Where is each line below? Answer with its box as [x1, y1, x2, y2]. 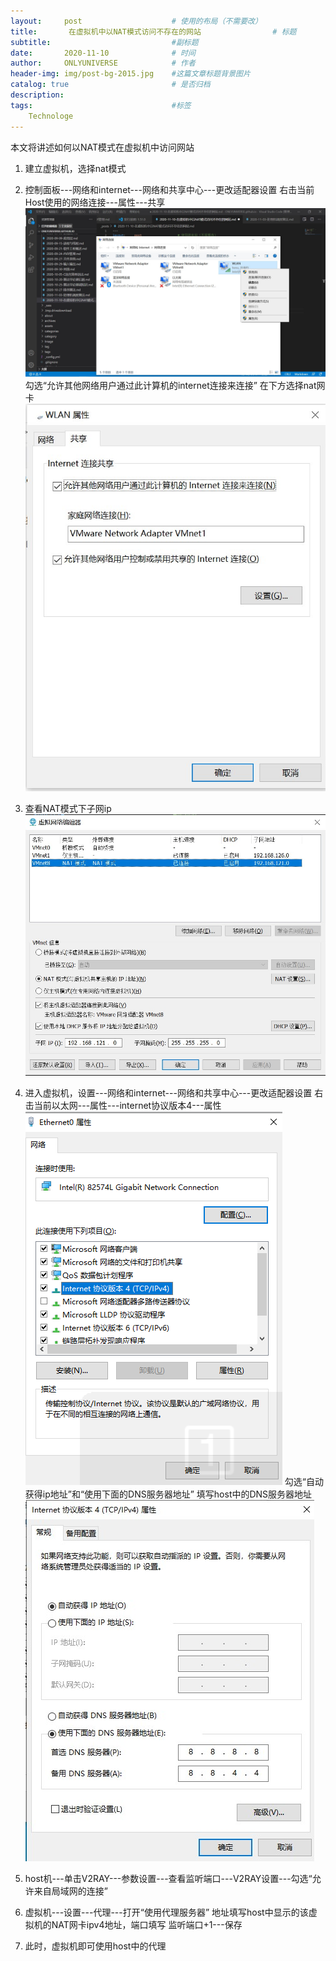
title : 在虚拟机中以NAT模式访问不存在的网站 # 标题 [10, 26, 297, 37]
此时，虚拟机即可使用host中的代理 [24, 1940, 167, 1952]
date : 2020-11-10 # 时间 [10, 48, 196, 58]
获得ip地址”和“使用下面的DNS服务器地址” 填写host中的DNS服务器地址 [24, 1488, 313, 1500]
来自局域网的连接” [33, 1885, 108, 1897]
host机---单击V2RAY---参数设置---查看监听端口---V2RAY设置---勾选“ [24, 1873, 313, 1885]
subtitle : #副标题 [10, 37, 199, 47]
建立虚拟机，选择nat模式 [24, 162, 127, 174]
